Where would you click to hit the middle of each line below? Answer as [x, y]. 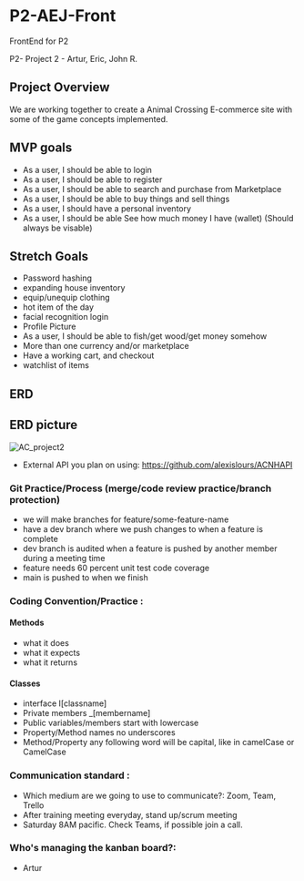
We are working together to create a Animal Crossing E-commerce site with [151, 109]
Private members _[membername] [86, 713]
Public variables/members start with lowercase [111, 723]
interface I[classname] [65, 703]
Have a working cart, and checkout [88, 355]
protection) [35, 499]
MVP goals [41, 148]
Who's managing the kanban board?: [93, 848]
